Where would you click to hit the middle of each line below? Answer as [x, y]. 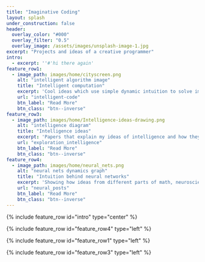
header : [16, 29]
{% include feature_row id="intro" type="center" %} [72, 217]
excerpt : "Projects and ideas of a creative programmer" [80, 52]
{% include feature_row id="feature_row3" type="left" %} [79, 252]
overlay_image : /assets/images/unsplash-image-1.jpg [80, 46]
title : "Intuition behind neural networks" [74, 177]
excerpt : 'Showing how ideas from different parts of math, [95, 183]
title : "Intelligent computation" [61, 86]
